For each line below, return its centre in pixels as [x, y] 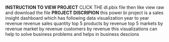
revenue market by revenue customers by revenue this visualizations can [81, 29]
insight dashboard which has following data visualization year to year [77, 18]
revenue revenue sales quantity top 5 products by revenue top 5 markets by [84, 23]
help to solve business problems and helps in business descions [72, 34]
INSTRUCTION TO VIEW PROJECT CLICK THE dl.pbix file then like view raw [85, 7]
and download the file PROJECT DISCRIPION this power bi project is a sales [84, 13]
